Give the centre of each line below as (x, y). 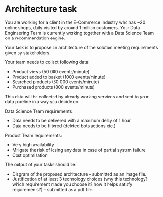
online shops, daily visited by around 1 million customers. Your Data (72, 27)
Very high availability (33, 144)
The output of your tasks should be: (41, 164)
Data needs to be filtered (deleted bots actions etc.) (64, 126)
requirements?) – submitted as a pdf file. (53, 189)
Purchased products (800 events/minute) (53, 87)
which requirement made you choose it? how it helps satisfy (72, 184)
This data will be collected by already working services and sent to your (77, 97)
